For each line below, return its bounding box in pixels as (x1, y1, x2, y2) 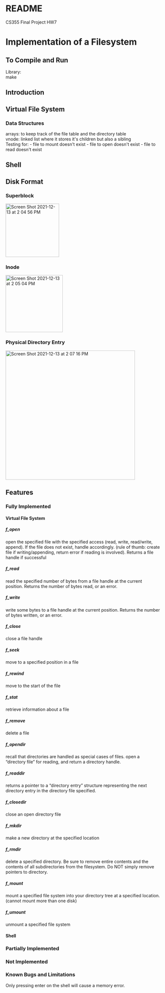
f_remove (5, 718, 26, 724)
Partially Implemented (5, 945, 59, 952)
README (5, 3, 43, 14)
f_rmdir (5, 846, 21, 852)
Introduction (5, 88, 45, 97)
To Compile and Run (5, 56, 68, 64)
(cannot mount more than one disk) (5, 898, 77, 904)
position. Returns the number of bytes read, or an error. (5, 583, 117, 589)
